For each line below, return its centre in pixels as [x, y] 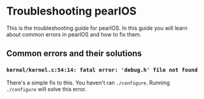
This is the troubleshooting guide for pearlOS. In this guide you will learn [97, 28]
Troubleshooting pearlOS [72, 11]
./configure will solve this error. [47, 89]
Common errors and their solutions [74, 54]
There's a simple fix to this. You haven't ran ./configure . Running [88, 83]
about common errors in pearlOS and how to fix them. [74, 34]
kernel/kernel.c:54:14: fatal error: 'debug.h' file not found [102, 70]
